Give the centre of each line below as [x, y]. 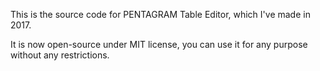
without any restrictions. [60, 55]
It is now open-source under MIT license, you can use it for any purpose [159, 44]
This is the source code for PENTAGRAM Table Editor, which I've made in [160, 14]
